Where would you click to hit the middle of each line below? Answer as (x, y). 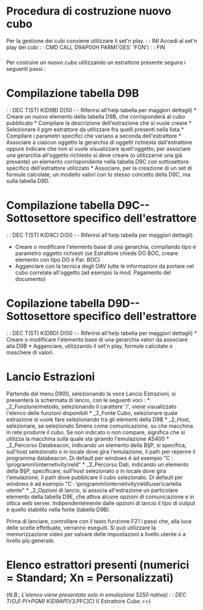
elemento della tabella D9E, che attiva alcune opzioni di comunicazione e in (100, 496)
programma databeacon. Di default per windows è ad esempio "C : (90, 458)
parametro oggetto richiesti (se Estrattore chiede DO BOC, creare (97, 253)
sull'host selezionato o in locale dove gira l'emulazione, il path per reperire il (101, 451)
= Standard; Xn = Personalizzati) (90, 578)
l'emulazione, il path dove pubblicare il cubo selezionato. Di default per (95, 477)
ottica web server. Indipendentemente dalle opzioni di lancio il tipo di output (101, 503)
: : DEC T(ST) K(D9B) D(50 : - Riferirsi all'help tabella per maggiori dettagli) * (101, 110)
